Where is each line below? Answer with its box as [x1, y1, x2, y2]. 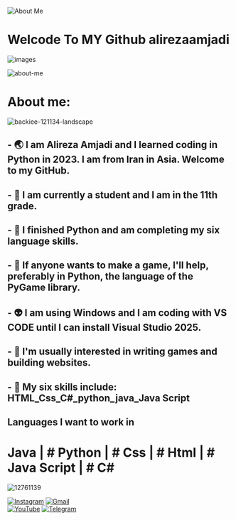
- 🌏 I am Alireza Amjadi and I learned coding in [7, 139, 218, 151]
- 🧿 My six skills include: [7, 381, 117, 393]
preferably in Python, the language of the [7, 270, 193, 282]
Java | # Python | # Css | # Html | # [7, 445, 215, 461]
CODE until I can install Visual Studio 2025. [7, 321, 201, 334]
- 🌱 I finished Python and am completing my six [7, 224, 220, 236]
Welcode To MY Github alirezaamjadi [7, 32, 230, 48]
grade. [7, 200, 38, 212]
